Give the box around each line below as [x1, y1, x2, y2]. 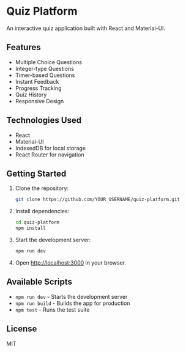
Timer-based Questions [15, 71, 75, 79]
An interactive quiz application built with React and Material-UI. [6, 24, 166, 32]
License [6, 324, 37, 334]
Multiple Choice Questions [15, 58, 83, 65]
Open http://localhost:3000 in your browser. [15, 258, 127, 266]
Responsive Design [15, 97, 64, 105]
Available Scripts [6, 277, 72, 287]
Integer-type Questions [15, 65, 75, 72]
